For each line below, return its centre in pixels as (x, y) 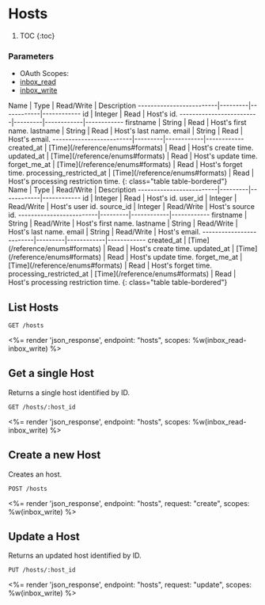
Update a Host (44, 537)
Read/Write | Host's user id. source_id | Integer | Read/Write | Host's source (132, 207)
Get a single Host (51, 373)
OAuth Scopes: (44, 74)
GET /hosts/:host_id (42, 407)
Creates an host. (35, 474)
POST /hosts (28, 489)
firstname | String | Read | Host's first (186, 123)
